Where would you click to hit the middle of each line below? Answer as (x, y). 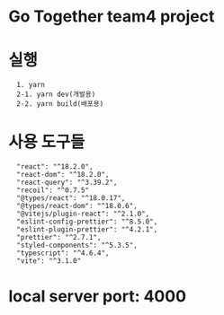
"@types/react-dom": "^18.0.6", (77, 206)
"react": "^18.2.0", (55, 167)
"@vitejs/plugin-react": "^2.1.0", (83, 214)
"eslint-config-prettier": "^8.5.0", (87, 222)
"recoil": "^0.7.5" (53, 190)
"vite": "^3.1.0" (49, 261)
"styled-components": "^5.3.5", (77, 245)
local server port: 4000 (97, 297)
